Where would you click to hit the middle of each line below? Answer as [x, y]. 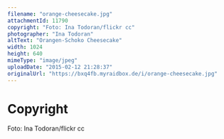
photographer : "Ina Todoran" [50, 34]
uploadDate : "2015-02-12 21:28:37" [60, 67]
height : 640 [25, 54]
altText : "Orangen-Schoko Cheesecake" [65, 41]
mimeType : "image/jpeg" [43, 61]
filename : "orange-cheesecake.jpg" [60, 14]
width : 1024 [25, 47]
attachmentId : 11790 [38, 21]
